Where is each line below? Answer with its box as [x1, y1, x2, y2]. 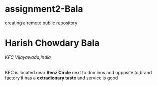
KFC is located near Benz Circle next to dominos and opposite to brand [5, 70, 152, 76]
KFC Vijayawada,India [5, 54, 51, 60]
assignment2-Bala [5, 3, 83, 15]
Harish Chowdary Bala [5, 37, 100, 49]
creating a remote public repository [5, 20, 78, 26]
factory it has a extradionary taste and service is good [5, 75, 118, 81]
